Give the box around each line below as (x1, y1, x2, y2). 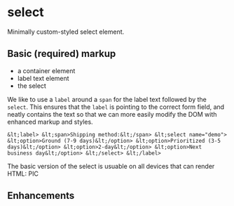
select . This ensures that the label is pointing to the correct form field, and (7, 103, 225, 111)
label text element (17, 74, 69, 82)
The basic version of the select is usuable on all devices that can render (7, 162, 215, 170)
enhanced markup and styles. (7, 117, 93, 126)
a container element (17, 66, 76, 75)
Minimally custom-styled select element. (7, 27, 125, 36)
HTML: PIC (7, 169, 39, 178)
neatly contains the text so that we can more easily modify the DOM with (7, 110, 217, 118)
